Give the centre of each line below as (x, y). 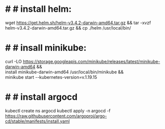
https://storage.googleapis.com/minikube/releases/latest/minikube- (92, 61)
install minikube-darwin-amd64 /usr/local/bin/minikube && (65, 72)
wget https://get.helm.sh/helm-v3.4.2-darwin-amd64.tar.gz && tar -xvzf (78, 23)
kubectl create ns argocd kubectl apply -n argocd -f (58, 111)
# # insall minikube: (46, 48)
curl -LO (14, 61)
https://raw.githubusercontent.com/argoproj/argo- (56, 116)
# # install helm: (38, 9)
